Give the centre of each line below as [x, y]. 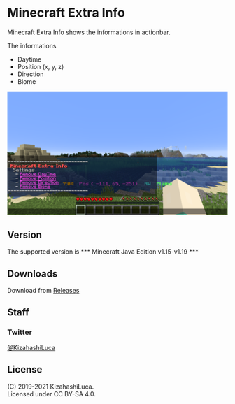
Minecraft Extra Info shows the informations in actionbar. [89, 32]
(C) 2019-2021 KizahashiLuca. [51, 387]
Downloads [33, 274]
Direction [30, 74]
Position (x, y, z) [41, 66]
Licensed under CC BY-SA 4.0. [52, 394]
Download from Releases [43, 291]
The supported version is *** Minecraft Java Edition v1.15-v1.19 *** [103, 252]
